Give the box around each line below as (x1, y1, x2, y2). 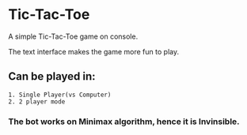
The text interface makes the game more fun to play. (8, 47, 180, 56)
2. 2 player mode (8, 97, 66, 106)
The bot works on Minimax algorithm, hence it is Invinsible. (8, 116, 240, 127)
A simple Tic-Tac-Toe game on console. (8, 32, 139, 41)
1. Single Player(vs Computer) (8, 91, 112, 99)
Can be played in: (8, 69, 97, 84)
